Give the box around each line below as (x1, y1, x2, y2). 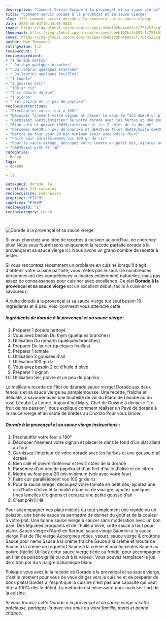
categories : (5, 150, 30, 155)
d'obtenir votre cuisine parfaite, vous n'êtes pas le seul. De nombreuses (5, 268, 152, 274)
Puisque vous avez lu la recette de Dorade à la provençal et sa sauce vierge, (5, 569, 161, 575)
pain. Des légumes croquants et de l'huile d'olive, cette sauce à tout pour (5, 523, 154, 528)
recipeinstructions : (5, 104, 48, 109)
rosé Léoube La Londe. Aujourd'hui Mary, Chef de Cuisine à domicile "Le (5, 400, 154, 406)
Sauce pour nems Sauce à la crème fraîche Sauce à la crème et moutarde (5, 538, 156, 544)
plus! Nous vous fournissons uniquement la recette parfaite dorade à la (5, 242, 150, 248)
